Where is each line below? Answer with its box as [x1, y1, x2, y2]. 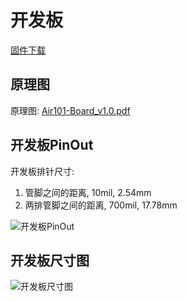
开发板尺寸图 [10, 252, 90, 269]
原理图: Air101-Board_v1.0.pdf [10, 104, 131, 116]
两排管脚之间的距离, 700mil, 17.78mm [24, 199, 178, 211]
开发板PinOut [10, 137, 94, 154]
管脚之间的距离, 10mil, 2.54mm [24, 186, 152, 198]
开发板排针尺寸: [10, 165, 75, 177]
